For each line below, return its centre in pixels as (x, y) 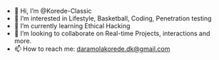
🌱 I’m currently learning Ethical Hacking (72, 26)
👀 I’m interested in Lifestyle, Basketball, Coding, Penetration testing (113, 18)
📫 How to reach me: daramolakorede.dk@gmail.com (92, 49)
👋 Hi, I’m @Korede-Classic (53, 11)
